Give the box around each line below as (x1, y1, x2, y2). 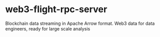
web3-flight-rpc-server (5, 4, 108, 15)
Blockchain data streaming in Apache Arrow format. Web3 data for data (5, 20, 155, 26)
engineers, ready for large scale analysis (5, 25, 90, 31)
